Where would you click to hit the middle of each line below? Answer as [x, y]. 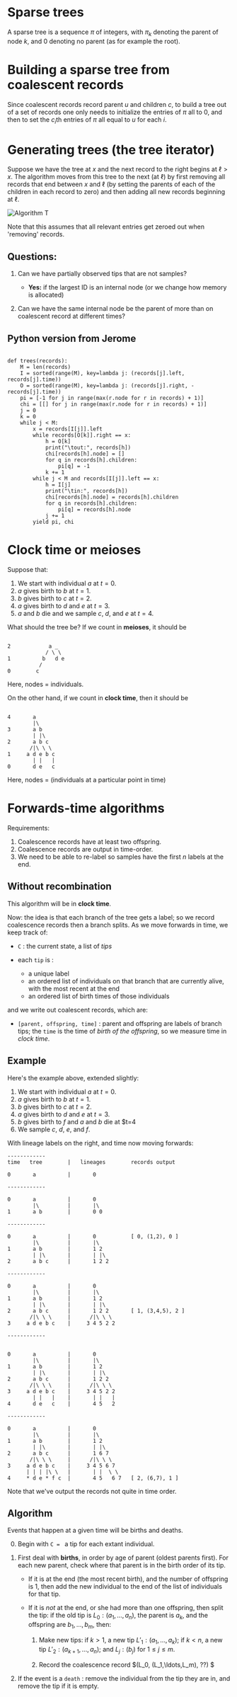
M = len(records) [46, 367]
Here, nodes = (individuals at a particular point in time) [87, 779]
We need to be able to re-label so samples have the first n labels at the [121, 857]
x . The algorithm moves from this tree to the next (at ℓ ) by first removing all [116, 177]
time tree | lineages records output [91, 1162]
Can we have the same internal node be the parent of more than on [115, 309]
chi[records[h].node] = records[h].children [112, 497]
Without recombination [59, 887]
